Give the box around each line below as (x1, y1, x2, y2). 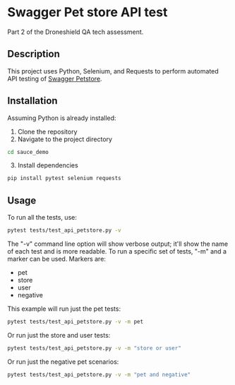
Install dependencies (17, 161, 79, 170)
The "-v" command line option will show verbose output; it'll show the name (7, 239, 228, 248)
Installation (7, 95, 58, 107)
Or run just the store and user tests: (7, 331, 111, 339)
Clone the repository (17, 127, 78, 136)
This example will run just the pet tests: (7, 304, 121, 313)
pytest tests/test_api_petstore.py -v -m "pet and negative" (7, 371, 191, 378)
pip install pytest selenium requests (7, 174, 121, 182)
